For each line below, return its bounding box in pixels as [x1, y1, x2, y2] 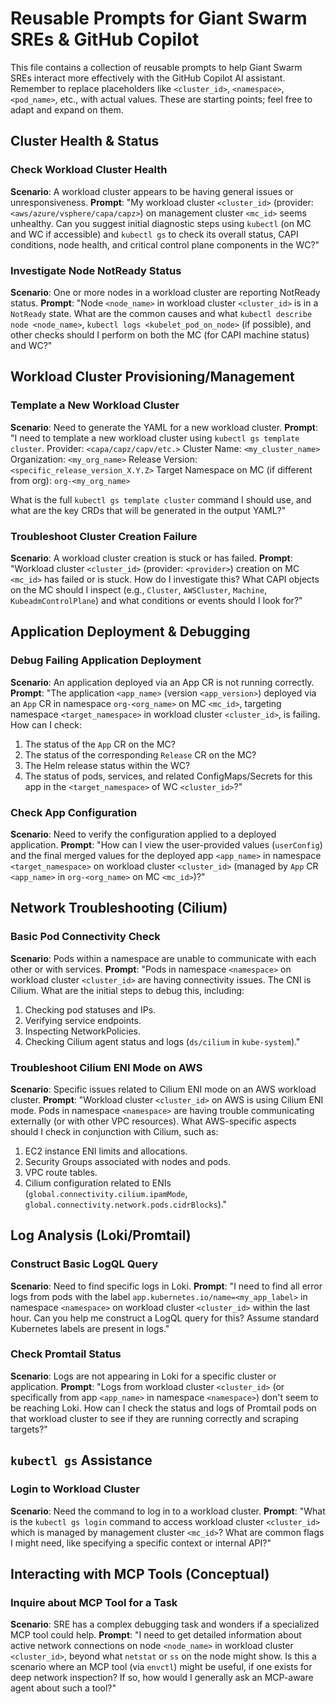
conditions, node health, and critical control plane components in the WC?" [10, 238, 320, 251]
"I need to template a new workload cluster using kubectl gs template [10, 432, 300, 444]
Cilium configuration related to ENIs [24, 1177, 172, 1189]
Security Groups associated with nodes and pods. [24, 1155, 232, 1167]
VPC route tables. [24, 1166, 98, 1178]
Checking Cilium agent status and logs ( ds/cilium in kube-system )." [24, 1035, 301, 1047]
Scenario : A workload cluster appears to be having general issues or [10, 185, 294, 197]
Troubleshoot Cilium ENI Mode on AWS [10, 1060, 203, 1074]
